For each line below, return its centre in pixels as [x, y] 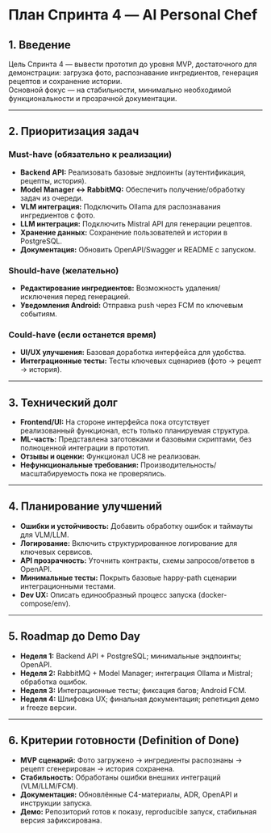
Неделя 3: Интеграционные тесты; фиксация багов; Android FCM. [133, 690]
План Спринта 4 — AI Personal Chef [133, 15]
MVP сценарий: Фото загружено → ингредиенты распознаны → [131, 760]
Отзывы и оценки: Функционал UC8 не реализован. [110, 457]
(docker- [213, 594]
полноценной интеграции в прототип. [85, 448]
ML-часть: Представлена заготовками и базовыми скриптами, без [135, 439]
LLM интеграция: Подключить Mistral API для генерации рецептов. [136, 223]
